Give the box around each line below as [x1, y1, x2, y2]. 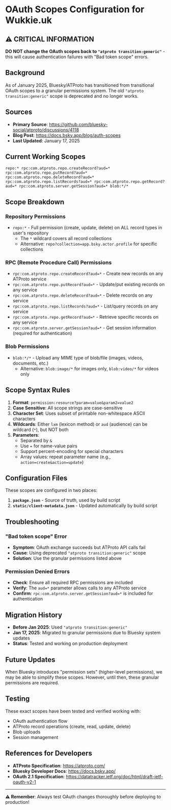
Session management [12, 734, 59, 740]
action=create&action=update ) [20, 459, 84, 465]
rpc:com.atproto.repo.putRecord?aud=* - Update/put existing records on [12, 281, 165, 288]
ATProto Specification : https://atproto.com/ [12, 763, 105, 769]
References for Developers [5, 749, 93, 758]
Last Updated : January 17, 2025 [12, 137, 80, 144]
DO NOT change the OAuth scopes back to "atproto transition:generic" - [5, 49, 165, 54]
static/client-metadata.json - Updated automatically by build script [12, 503, 158, 509]
